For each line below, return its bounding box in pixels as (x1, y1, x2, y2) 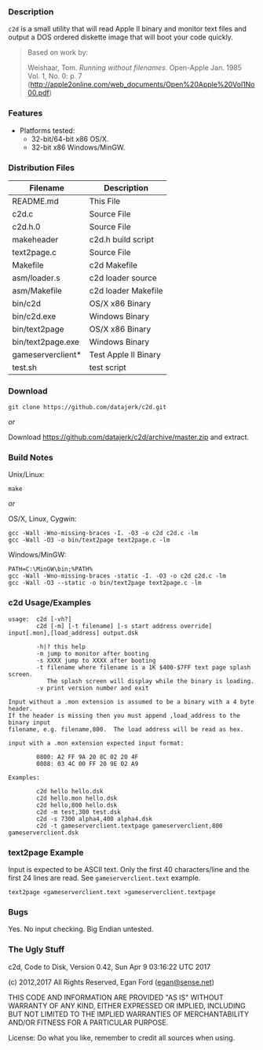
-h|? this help (36, 642, 86, 651)
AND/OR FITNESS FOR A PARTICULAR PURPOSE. (8, 1018, 169, 1027)
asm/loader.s (12, 272, 60, 283)
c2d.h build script (89, 234, 155, 245)
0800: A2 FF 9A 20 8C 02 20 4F (36, 752, 139, 761)
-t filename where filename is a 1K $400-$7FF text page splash (36, 664, 251, 671)
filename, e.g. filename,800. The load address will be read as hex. (8, 725, 244, 734)
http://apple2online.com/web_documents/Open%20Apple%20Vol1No (30, 79, 255, 89)
